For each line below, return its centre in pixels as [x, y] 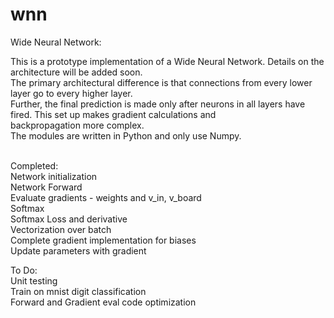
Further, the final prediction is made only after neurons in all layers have [158, 104]
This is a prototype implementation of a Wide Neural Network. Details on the [167, 61]
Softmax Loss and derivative [69, 219]
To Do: [24, 270]
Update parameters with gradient [78, 250]
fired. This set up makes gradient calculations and [113, 114]
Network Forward [46, 187]
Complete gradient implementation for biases [103, 240]
